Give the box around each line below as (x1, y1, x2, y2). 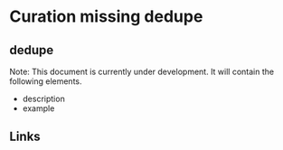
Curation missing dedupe (9, 6, 203, 27)
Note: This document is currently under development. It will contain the (9, 66, 274, 77)
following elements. (9, 76, 83, 87)
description (22, 93, 65, 104)
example (22, 103, 55, 114)
